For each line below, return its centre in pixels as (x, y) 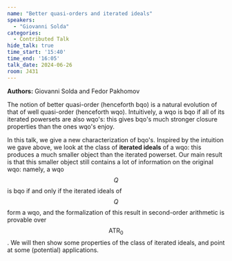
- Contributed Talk (41, 39)
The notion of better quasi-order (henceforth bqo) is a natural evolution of (112, 104)
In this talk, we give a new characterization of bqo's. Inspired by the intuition (116, 139)
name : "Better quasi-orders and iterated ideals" (80, 13)
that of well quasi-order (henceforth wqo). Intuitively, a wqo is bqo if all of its (116, 112)
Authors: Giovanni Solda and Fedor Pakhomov (74, 91)
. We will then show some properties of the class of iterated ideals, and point (116, 243)
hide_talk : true (30, 46)
